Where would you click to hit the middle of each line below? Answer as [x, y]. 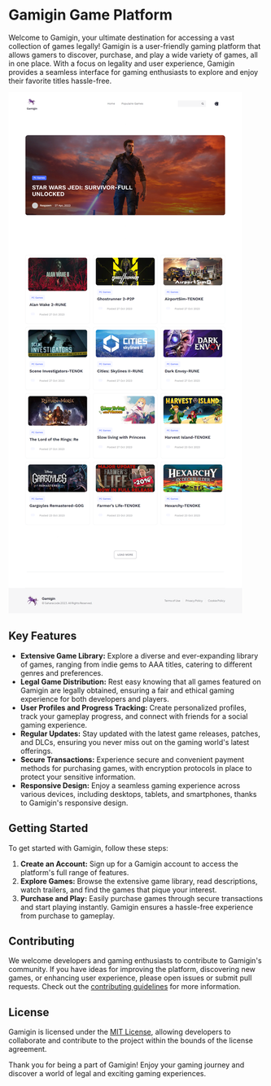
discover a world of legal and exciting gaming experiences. [107, 1074]
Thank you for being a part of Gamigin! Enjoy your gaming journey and [127, 1065]
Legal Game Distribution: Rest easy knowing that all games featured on [141, 681]
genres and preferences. [61, 672]
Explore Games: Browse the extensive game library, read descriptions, [139, 881]
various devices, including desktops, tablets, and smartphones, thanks [138, 794]
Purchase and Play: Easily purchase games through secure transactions [141, 898]
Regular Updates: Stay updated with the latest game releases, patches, [140, 733]
